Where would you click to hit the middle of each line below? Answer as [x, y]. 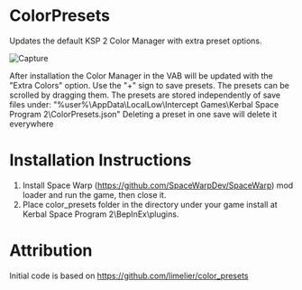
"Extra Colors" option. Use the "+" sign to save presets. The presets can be [150, 85]
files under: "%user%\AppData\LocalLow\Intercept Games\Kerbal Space [144, 104]
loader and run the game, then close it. [94, 194]
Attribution [51, 251]
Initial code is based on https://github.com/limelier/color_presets [129, 276]
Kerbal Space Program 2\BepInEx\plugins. [101, 214]
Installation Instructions [101, 160]
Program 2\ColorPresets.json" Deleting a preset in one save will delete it [143, 114]
